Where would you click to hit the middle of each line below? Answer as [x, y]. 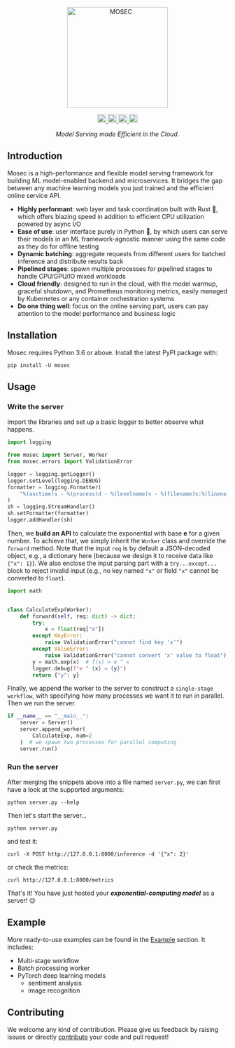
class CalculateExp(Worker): [50, 610]
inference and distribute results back [70, 261]
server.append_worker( [53, 729]
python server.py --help [43, 802]
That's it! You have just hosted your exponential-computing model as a [111, 893]
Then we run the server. [42, 703]
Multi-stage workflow [48, 960]
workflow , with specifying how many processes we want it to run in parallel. [116, 696]
